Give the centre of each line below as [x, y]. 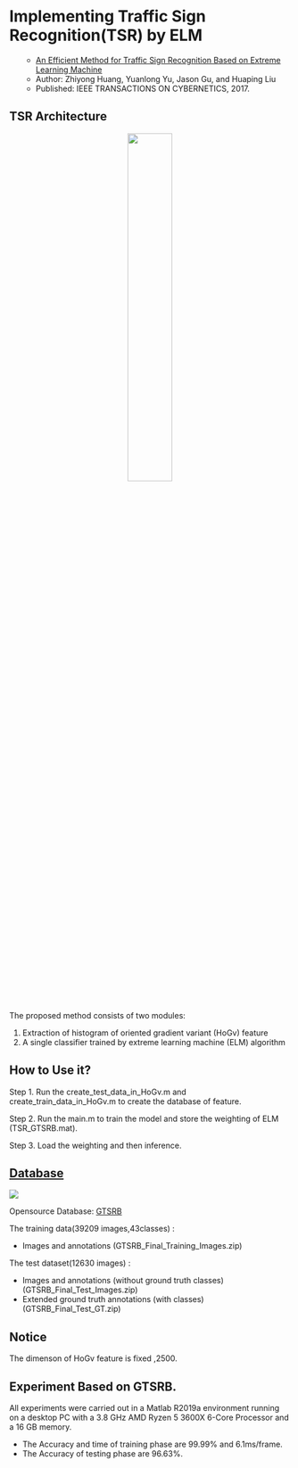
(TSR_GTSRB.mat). [44, 1128]
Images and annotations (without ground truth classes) [123, 1281]
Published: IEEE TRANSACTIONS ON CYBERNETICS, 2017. [142, 88]
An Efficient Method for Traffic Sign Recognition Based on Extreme [158, 60]
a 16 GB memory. [41, 1427]
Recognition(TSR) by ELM [106, 35]
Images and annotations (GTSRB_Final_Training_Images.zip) [132, 1246]
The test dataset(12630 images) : [70, 1263]
